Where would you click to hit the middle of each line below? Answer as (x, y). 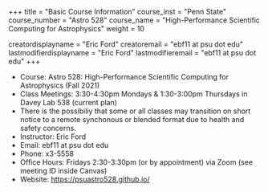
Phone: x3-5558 (47, 153)
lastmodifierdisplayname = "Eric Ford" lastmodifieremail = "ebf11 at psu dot (132, 53)
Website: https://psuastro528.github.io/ (85, 179)
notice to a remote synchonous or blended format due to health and (132, 119)
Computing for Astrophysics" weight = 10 (76, 29)
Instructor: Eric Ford (53, 137)
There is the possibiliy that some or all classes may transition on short (135, 111)
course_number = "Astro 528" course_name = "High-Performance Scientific (134, 20)
